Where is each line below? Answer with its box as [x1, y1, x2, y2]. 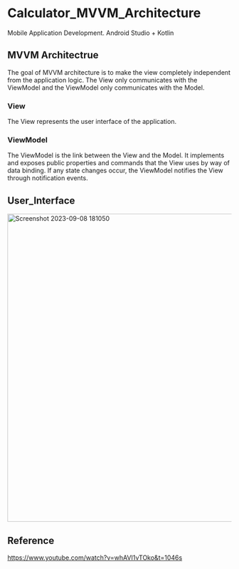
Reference [7, 534, 55, 546]
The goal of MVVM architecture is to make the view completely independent [7, 68, 231, 76]
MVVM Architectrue [7, 49, 99, 61]
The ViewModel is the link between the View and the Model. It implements [7, 151, 225, 160]
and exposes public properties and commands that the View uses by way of [7, 159, 230, 167]
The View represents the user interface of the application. [7, 118, 176, 126]
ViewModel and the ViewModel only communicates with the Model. [7, 83, 205, 92]
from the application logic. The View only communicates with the [7, 75, 198, 84]
